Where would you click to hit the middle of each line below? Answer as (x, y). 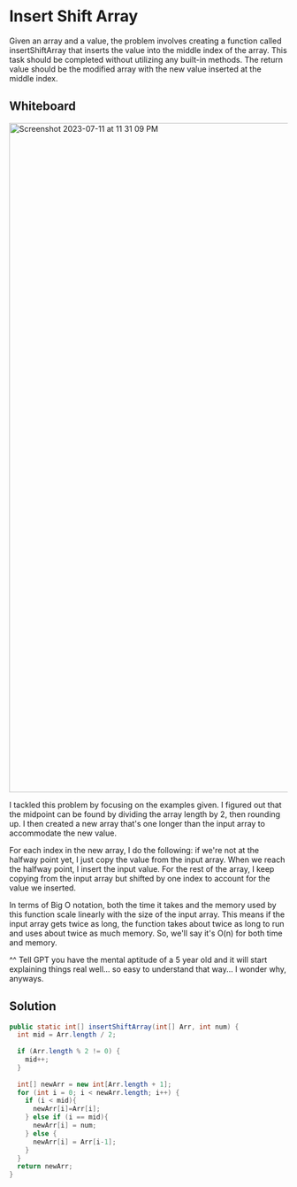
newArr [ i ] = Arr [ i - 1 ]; (74, 1142)
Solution (33, 1006)
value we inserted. (43, 888)
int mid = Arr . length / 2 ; (67, 1035)
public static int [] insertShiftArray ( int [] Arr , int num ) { (124, 1027)
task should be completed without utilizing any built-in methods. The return (146, 59)
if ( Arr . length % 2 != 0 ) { (69, 1052)
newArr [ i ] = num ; (65, 1126)
